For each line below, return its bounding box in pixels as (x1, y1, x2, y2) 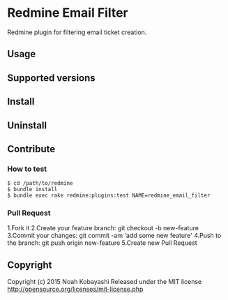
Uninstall (7, 119, 47, 131)
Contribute (7, 143, 56, 155)
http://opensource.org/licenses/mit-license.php (7, 285, 144, 294)
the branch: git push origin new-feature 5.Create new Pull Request (7, 239, 197, 247)
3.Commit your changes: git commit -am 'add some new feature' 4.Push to (7, 232, 222, 240)
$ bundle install (7, 186, 58, 193)
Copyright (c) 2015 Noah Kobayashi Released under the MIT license (7, 278, 202, 286)
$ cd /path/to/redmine (7, 180, 73, 187)
